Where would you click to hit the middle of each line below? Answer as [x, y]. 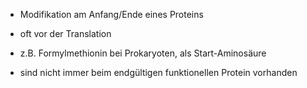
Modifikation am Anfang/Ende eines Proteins [111, 14]
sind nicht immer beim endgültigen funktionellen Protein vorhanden [158, 72]
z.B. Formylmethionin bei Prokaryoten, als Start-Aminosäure [143, 53]
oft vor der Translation [65, 33]
